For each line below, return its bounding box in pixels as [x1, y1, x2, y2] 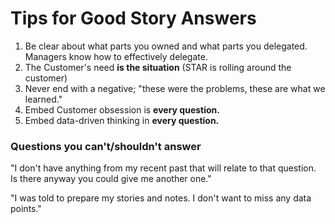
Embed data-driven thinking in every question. [24, 114, 220, 126]
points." [10, 203, 42, 215]
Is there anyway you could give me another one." [10, 173, 212, 185]
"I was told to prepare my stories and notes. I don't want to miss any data [10, 192, 312, 204]
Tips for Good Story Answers [10, 7, 257, 30]
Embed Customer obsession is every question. [24, 103, 220, 116]
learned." [24, 93, 63, 105]
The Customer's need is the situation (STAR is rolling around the [24, 61, 292, 73]
